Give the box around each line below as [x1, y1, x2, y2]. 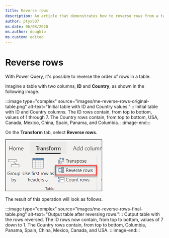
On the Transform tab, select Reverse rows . [5, 129, 98, 135]
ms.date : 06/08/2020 [5, 24, 49, 29]
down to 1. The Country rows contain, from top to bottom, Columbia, [5, 221, 147, 228]
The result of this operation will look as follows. [5, 196, 103, 202]
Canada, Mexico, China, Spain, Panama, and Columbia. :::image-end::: [5, 120, 151, 126]
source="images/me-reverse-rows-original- [57, 98, 150, 104]
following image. [5, 88, 40, 94]
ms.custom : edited [5, 35, 44, 40]
